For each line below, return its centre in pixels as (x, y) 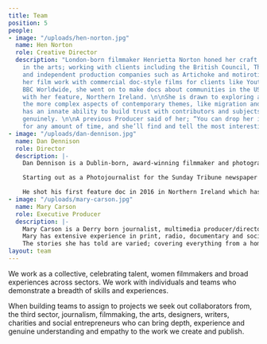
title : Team (28, 15)
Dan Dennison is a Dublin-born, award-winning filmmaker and (126, 164)
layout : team (30, 251)
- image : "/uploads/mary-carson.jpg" (71, 199)
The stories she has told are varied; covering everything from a (135, 244)
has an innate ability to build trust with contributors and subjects (142, 112)
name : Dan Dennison (48, 141)
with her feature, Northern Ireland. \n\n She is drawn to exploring (138, 97)
